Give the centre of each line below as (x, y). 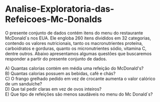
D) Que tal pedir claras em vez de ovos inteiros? (53, 89)
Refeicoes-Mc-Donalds (54, 19)
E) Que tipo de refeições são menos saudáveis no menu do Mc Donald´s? (79, 94)
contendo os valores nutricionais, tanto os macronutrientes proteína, (74, 43)
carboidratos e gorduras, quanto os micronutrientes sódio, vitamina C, (76, 48)
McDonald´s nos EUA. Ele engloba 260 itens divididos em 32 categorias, (78, 38)
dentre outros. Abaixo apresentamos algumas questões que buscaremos (78, 53)
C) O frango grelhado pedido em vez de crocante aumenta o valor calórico (80, 79)
